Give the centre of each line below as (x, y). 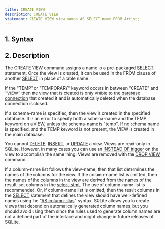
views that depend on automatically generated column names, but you (77, 206)
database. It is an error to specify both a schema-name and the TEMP (76, 118)
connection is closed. (27, 103)
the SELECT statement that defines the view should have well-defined (76, 195)
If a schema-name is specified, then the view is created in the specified (78, 113)
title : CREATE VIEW (25, 10)
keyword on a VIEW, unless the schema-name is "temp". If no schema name (82, 124)
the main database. (25, 134)
